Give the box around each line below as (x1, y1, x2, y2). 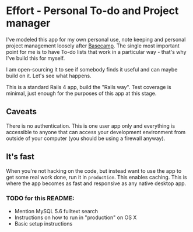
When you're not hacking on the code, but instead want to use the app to (6, 167, 182, 174)
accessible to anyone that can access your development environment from (6, 128, 186, 135)
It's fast (6, 152, 35, 162)
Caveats (6, 107, 37, 117)
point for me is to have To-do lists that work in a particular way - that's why (6, 48, 187, 55)
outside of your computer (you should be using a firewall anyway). (6, 135, 166, 142)
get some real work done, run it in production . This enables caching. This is (6, 173, 187, 180)
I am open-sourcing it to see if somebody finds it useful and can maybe (6, 66, 178, 73)
